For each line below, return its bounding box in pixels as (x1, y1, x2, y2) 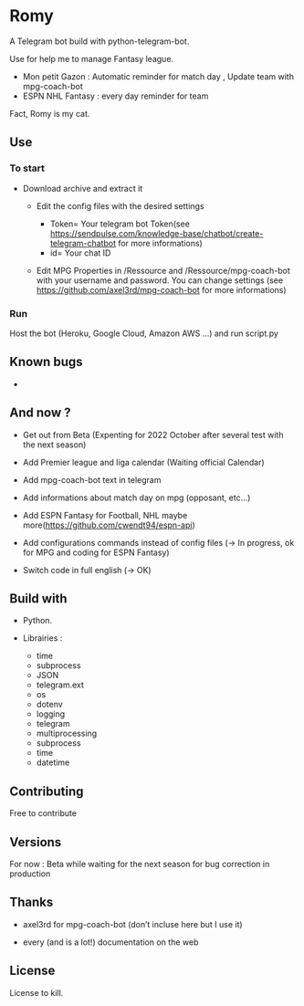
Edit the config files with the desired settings (36, 200, 204, 211)
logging (36, 708, 66, 719)
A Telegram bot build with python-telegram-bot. (9, 36, 190, 47)
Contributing (9, 783, 84, 799)
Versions (9, 834, 62, 850)
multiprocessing (36, 728, 98, 739)
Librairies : (22, 633, 63, 644)
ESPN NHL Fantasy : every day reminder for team (22, 90, 209, 101)
